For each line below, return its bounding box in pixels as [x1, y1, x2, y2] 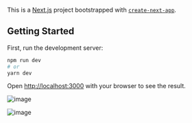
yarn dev [7, 70, 32, 77]
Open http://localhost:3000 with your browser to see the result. [7, 82, 187, 90]
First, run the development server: [7, 44, 104, 52]
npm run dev [7, 57, 41, 64]
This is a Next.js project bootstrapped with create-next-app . [7, 6, 177, 14]
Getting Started [7, 25, 75, 37]
